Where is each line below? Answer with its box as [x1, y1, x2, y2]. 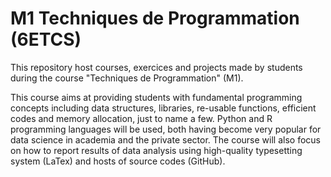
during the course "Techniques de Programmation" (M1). [10, 72, 244, 84]
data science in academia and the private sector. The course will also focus [10, 133, 321, 146]
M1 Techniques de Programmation [10, 7, 300, 30]
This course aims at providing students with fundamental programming [10, 91, 303, 103]
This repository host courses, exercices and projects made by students [10, 61, 303, 73]
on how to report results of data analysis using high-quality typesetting [10, 144, 303, 156]
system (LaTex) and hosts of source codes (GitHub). [10, 155, 226, 167]
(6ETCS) [10, 28, 82, 51]
